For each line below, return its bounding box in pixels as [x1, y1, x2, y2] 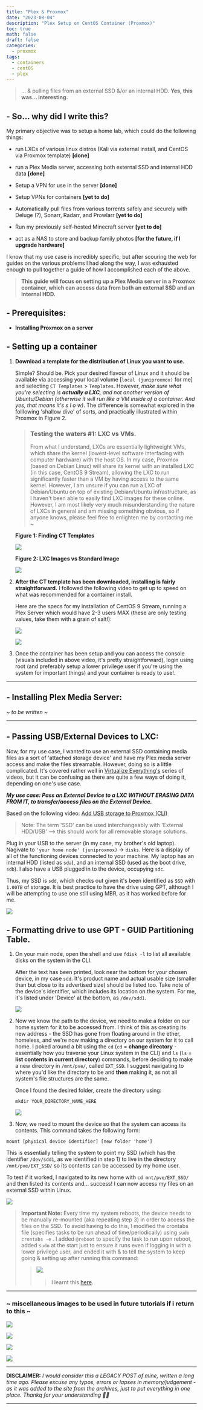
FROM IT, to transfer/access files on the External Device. [6, 798, 152, 805]
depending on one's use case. [6, 779, 82, 787]
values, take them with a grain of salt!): [14, 615, 112, 623]
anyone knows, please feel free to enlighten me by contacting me [30, 513, 193, 521]
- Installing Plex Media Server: [6, 692, 123, 703]
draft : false [6, 37, 39, 43]
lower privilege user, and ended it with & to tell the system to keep [21, 1248, 185, 1255]
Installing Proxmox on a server [14, 324, 94, 331]
